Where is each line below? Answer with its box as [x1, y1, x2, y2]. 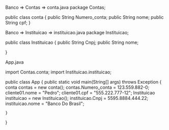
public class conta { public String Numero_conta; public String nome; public [5, 14, 164, 20]
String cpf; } [5, 20, 31, 25]
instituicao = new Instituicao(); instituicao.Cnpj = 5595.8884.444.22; [5, 95, 149, 101]
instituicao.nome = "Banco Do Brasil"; [5, 100, 84, 107]
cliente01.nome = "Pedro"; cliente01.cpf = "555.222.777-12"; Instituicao [5, 90, 155, 96]
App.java [5, 59, 24, 65]
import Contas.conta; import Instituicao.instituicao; [5, 69, 112, 75]
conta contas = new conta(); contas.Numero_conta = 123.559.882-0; [5, 84, 150, 90]
